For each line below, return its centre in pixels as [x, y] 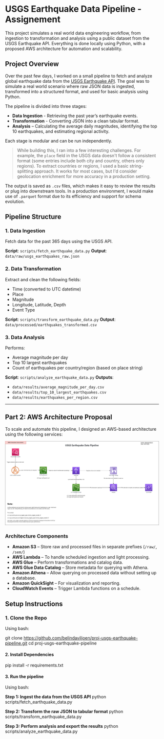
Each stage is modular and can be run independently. [59, 141]
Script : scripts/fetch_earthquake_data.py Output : [56, 251]
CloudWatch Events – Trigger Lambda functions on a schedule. [76, 589]
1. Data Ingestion [25, 231]
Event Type [23, 310]
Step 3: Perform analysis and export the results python [62, 726]
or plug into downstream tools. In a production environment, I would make [79, 191]
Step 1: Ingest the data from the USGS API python [56, 697]
